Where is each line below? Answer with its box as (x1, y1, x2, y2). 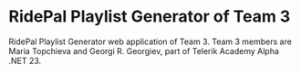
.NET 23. (8, 55, 42, 66)
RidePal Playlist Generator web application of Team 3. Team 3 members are (8, 36, 293, 47)
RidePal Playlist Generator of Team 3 (8, 6, 291, 27)
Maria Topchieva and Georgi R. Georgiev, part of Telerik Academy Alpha (8, 45, 280, 56)
